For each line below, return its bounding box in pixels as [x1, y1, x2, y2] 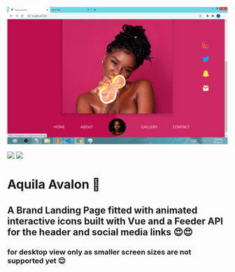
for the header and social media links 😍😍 [7, 226, 193, 238]
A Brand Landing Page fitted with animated [7, 204, 198, 216]
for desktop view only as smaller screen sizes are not [7, 247, 192, 257]
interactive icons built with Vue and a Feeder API [7, 215, 224, 227]
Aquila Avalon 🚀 [7, 176, 101, 192]
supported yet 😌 [7, 255, 66, 265]
